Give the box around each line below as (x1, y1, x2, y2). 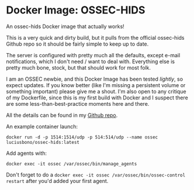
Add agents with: (6, 150, 47, 157)
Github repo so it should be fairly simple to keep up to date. (6, 40, 149, 47)
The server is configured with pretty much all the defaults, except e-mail (6, 51, 181, 58)
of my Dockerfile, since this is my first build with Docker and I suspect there (6, 94, 188, 101)
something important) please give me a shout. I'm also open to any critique (6, 88, 186, 95)
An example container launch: (6, 123, 78, 130)
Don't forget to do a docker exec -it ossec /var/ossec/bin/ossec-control (6, 171, 186, 178)
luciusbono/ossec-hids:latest (6, 139, 80, 145)
